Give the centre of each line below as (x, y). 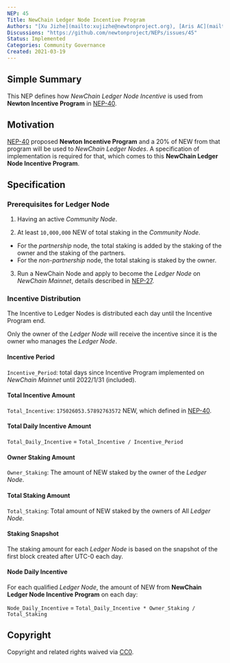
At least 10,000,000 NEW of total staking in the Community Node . (108, 232)
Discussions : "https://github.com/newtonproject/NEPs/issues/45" (102, 33)
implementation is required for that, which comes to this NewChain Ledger (113, 156)
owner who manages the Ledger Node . (62, 341)
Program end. (26, 321)
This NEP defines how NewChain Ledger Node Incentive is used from (105, 96)
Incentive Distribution (44, 299)
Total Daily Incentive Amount (49, 426)
